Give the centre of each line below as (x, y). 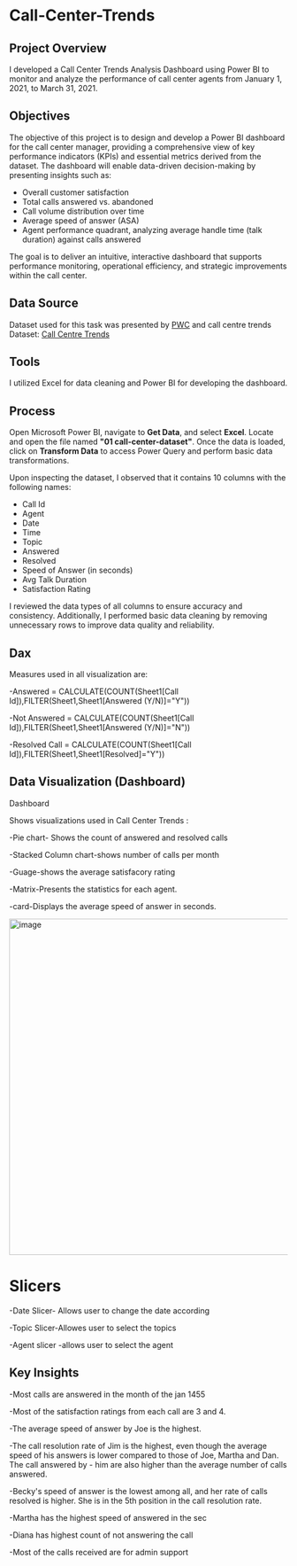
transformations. (39, 461)
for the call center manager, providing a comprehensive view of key (132, 146)
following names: (40, 487)
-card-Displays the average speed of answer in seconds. (113, 906)
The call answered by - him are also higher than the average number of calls (148, 1464)
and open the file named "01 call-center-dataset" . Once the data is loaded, (147, 442)
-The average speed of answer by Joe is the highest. (105, 1429)
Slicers (35, 1286)
